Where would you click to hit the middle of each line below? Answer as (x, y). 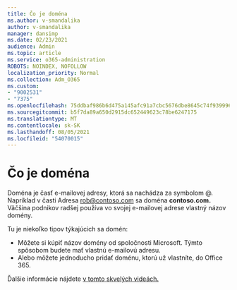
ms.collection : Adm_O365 (44, 79)
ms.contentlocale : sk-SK (44, 125)
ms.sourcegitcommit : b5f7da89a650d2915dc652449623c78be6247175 (102, 112)
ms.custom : (23, 86)
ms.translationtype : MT (42, 119)
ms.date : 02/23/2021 (38, 40)
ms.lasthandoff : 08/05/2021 (49, 132)
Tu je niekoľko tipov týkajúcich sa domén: (68, 229)
